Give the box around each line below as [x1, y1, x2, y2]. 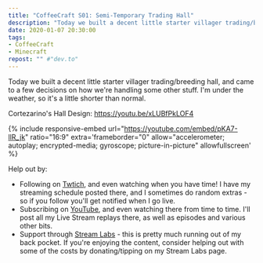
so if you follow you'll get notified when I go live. [19, 195, 176, 205]
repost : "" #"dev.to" [8, 56, 79, 64]
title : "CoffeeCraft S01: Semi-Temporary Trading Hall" [8, 11, 194, 20]
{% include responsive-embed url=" [8, 123, 125, 133]
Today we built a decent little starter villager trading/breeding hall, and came [8, 76, 254, 86]
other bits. [19, 221, 53, 230]
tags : [8, 33, 26, 42]
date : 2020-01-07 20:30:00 [8, 26, 96, 34]
